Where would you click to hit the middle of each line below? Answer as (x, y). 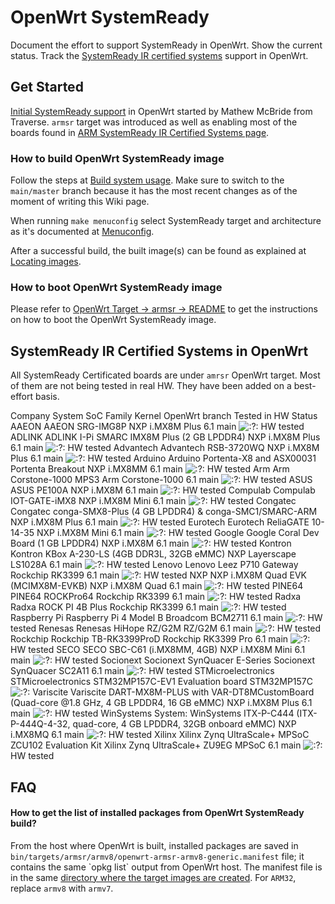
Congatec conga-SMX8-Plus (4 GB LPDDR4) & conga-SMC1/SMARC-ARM (164, 512)
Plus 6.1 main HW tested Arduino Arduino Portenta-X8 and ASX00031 (163, 458)
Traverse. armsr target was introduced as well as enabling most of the (154, 122)
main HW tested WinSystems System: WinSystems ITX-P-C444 (152, 713)
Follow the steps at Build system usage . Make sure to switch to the (147, 180)
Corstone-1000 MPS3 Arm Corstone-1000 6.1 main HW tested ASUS (161, 480)
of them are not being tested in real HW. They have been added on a (151, 386)
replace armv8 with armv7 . (62, 888)
